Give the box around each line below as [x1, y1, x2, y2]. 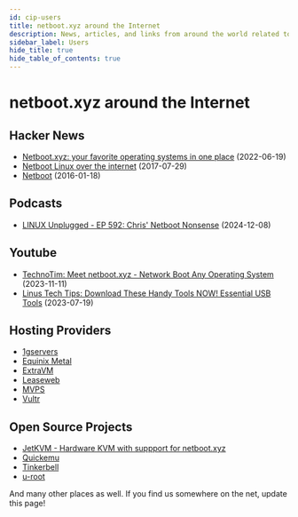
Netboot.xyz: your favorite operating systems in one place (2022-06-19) [21, 152, 286, 162]
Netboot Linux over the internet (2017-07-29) [21, 161, 188, 171]
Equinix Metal [21, 356, 73, 367]
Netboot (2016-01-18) [21, 171, 101, 180]
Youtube [9, 245, 58, 260]
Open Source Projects [9, 419, 133, 434]
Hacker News [9, 128, 85, 143]
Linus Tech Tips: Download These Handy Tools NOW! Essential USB [21, 288, 271, 298]
